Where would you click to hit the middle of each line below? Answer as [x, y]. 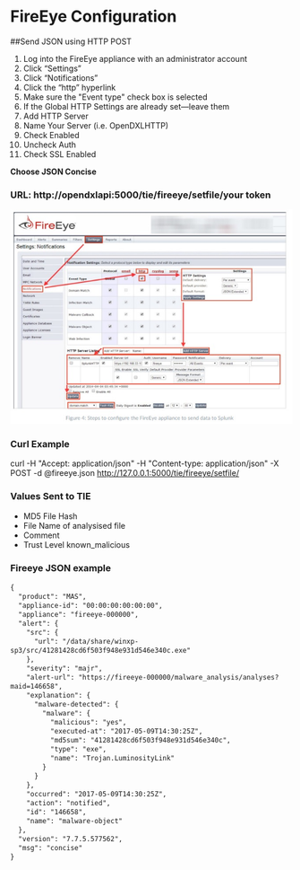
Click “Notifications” [60, 77]
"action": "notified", [69, 804]
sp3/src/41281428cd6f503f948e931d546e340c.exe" [101, 651]
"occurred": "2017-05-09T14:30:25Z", [97, 795]
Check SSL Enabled [60, 154]
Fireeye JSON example [60, 567]
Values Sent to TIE [51, 497]
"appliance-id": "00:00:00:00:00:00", [91, 606]
